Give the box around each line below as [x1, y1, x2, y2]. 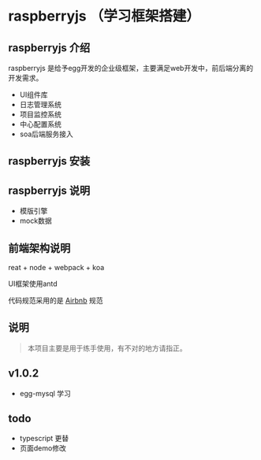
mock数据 [19, 216, 53, 225]
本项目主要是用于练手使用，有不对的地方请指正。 [27, 343, 187, 353]
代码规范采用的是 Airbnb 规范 [8, 296, 103, 306]
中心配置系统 [19, 120, 62, 128]
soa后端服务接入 [19, 129, 73, 139]
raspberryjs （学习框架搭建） [8, 7, 201, 25]
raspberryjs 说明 [8, 184, 91, 197]
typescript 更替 [19, 434, 69, 443]
